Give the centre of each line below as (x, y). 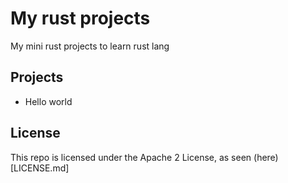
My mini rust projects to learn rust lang (90, 46)
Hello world (48, 101)
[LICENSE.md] (40, 168)
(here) (266, 157)
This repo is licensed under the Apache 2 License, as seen (131, 157)
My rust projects (80, 18)
